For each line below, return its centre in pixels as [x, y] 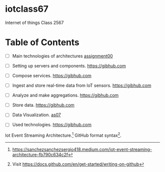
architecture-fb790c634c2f [40, 155]
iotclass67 [27, 9]
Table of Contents [42, 42]
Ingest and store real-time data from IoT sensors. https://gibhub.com [82, 86]
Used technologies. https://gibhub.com [52, 125]
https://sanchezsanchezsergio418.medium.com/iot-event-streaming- [82, 149]
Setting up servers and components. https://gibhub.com [69, 66]
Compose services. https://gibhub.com [52, 75]
